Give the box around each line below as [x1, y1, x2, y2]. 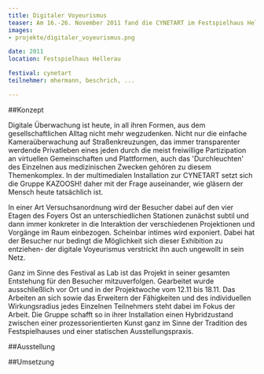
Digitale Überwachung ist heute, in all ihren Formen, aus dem [8, 120, 206, 130]
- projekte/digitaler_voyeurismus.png [8, 33, 135, 42]
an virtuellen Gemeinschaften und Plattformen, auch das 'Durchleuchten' [8, 154, 244, 163]
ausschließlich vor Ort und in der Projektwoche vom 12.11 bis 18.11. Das [8, 284, 236, 294]
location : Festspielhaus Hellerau [8, 55, 122, 63]
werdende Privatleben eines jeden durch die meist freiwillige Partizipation [8, 145, 247, 154]
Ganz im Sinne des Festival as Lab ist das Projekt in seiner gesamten [8, 268, 230, 277]
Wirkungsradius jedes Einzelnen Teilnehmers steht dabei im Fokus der [8, 301, 236, 311]
